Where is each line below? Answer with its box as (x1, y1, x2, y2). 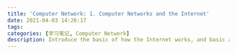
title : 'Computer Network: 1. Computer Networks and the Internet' (7, 10, 210, 18)
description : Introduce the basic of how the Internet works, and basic (7, 36, 226, 43)
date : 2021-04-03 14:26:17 (7, 17, 87, 24)
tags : (7, 23, 23, 30)
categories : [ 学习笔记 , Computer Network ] (7, 29, 130, 37)
